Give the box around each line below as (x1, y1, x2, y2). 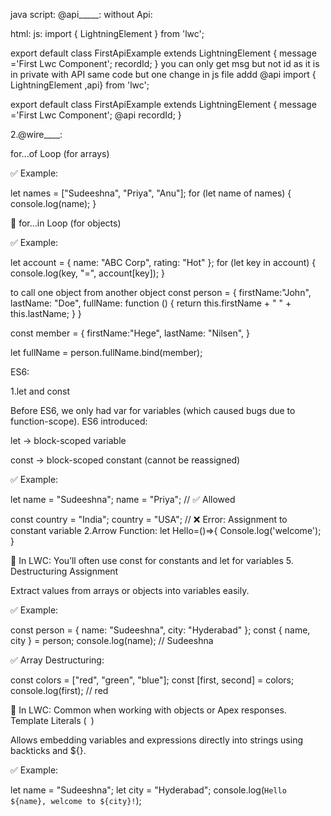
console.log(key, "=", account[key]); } (10, 267, 166, 279)
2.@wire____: (10, 129, 63, 140)
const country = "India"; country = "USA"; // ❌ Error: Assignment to (10, 514, 288, 525)
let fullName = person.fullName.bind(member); (10, 347, 203, 358)
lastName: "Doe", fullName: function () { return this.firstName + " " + (10, 297, 292, 309)
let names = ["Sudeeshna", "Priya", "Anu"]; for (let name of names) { (10, 187, 292, 199)
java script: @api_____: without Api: (10, 9, 153, 20)
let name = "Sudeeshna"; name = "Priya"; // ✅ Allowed (10, 494, 236, 505)
